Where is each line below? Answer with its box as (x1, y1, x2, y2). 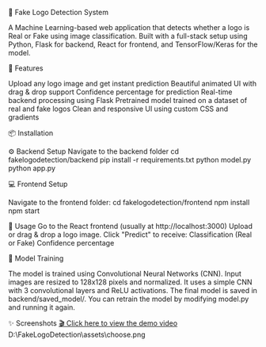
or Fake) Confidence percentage (8, 238, 115, 247)
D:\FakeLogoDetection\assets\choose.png (8, 330, 146, 339)
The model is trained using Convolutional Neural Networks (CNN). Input (8, 269, 241, 278)
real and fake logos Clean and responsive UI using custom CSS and (8, 104, 228, 113)
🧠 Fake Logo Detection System (8, 8, 109, 17)
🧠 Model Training (8, 254, 64, 263)
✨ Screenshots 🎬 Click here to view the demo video (8, 318, 178, 328)
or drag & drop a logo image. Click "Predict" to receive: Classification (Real (8, 230, 252, 239)
